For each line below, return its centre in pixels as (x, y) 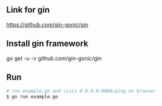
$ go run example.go (32, 97)
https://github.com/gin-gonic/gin (47, 24)
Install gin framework (47, 44)
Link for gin (28, 10)
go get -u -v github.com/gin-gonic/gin (54, 58)
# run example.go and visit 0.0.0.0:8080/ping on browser (81, 91)
